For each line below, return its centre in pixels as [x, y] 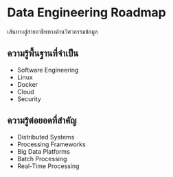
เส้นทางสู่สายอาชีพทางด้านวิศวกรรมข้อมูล [53, 31]
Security [29, 99]
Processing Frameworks [51, 144]
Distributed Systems [46, 137]
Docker [27, 84]
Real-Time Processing [48, 166]
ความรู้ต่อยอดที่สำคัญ [42, 121]
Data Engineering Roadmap [86, 13]
